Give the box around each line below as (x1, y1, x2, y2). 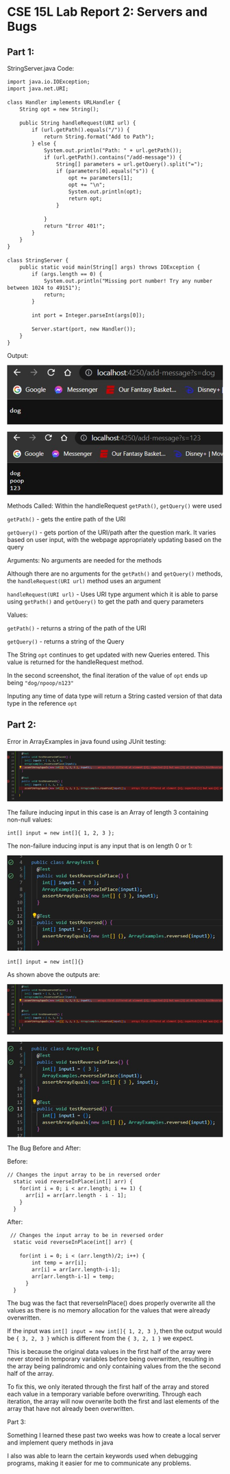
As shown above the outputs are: (7, 970, 101, 979)
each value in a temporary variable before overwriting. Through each (7, 1390, 202, 1398)
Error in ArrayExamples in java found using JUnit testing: (7, 737, 166, 745)
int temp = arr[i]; (31, 1259, 88, 1266)
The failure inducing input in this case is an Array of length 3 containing (7, 808, 209, 816)
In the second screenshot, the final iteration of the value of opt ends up (7, 671, 208, 679)
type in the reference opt (7, 699, 77, 707)
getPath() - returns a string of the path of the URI (7, 624, 146, 632)
